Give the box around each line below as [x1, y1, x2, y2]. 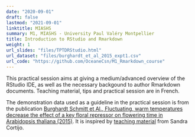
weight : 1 [6, 42, 31, 48]
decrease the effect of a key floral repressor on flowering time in [6, 111, 164, 119]
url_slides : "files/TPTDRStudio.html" [6, 47, 102, 53]
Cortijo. [6, 124, 24, 131]
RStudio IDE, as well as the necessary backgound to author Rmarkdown [6, 81, 181, 88]
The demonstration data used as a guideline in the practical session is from [6, 98, 189, 106]
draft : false [6, 14, 38, 20]
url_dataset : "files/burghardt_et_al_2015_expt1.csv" [6, 53, 142, 59]
